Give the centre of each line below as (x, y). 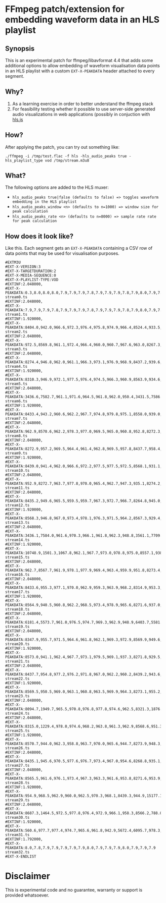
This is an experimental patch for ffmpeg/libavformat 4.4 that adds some (79, 60)
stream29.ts (17, 800)
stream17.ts (17, 592)
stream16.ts (17, 575)
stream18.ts (17, 610)
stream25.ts (17, 731)
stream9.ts (16, 453)
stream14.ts (17, 540)
